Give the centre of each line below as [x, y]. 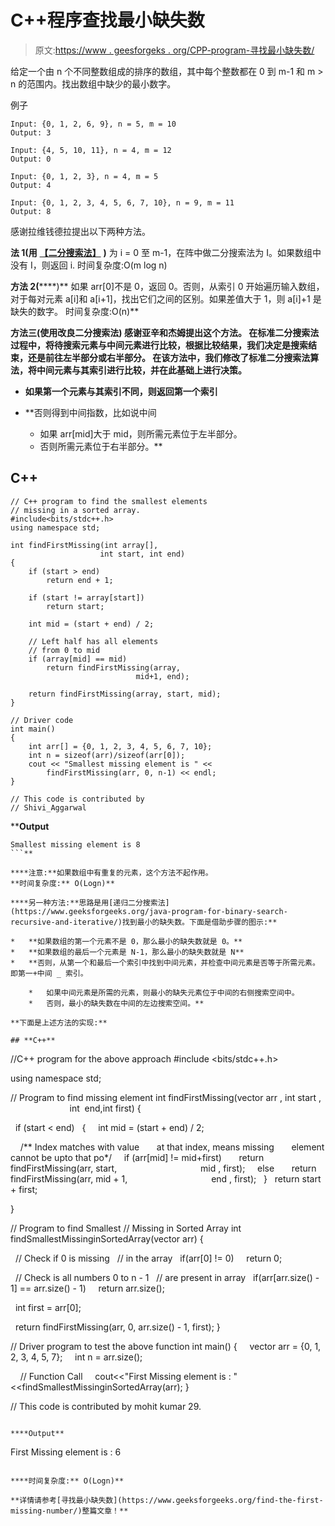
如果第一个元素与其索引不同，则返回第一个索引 [121, 391]
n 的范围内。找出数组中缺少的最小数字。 [93, 83]
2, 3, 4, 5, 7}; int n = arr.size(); [76, 1357]
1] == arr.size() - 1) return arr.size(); [87, 1288]
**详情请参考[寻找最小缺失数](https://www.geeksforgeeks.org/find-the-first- [167, 1500]
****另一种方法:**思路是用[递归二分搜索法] [90, 902]
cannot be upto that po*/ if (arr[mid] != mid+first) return [137, 1157]
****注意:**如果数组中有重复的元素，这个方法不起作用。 [111, 872]
